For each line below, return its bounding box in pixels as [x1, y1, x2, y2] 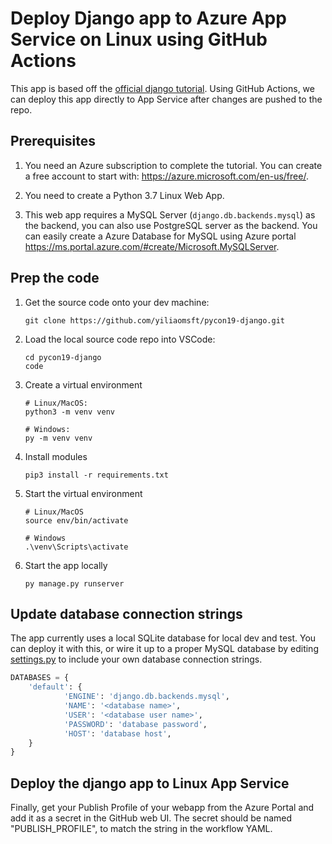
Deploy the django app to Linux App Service [10, 775, 290, 792]
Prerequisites [10, 133, 96, 150]
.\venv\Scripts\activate [24, 542, 129, 552]
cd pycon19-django [24, 352, 102, 362]
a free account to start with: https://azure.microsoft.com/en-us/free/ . [24, 170, 309, 182]
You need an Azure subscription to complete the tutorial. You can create [24, 159, 323, 171]
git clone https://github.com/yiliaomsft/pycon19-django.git [24, 315, 286, 326]
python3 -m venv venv [24, 407, 115, 417]
